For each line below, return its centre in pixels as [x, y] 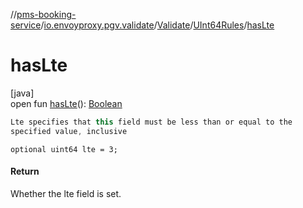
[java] [22, 93]
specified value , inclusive [69, 131]
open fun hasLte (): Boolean [66, 103]
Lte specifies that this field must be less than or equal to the [151, 122]
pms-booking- [46, 14]
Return [25, 171]
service [26, 25]
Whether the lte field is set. [66, 193]
